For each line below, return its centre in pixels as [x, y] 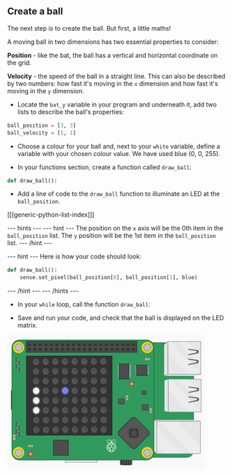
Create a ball [35, 11]
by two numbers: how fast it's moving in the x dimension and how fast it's [113, 84]
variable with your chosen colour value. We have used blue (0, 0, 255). [119, 153]
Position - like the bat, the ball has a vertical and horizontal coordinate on [113, 55]
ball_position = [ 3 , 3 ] [42, 125]
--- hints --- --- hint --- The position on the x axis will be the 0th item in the [115, 228]
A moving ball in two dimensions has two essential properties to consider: [113, 42]
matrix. [27, 325]
